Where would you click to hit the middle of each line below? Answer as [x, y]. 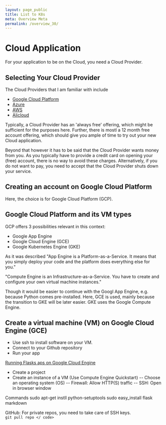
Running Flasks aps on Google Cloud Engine [50, 363]
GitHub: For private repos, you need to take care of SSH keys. [68, 413]
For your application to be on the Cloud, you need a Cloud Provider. [74, 62]
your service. [19, 171]
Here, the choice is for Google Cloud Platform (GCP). [59, 199]
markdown [16, 403]
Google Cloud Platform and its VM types [68, 214]
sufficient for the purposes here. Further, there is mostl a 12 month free [78, 130]
